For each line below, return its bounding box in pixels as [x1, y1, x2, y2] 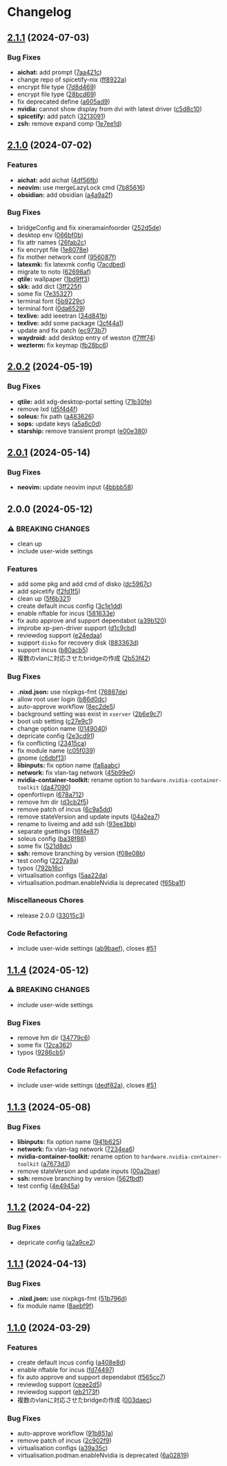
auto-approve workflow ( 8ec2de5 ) [17, 702, 116, 710]
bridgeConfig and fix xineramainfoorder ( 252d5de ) [17, 223, 162, 231]
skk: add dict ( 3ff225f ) [17, 282, 83, 290]
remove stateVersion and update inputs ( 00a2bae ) [17, 1167, 161, 1175]
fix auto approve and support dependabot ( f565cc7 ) [17, 1373, 166, 1382]
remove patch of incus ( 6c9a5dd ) [17, 805, 112, 813]
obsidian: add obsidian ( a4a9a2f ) [17, 191, 113, 199]
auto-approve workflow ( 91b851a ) [17, 1429, 114, 1438]
